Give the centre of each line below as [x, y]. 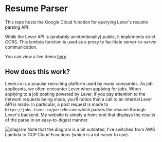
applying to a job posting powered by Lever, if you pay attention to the [75, 94]
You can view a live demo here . [36, 56]
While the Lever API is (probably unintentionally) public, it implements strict [80, 37]
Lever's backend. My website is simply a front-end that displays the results [80, 115]
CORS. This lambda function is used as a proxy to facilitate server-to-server [81, 41]
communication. [21, 47]
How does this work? [37, 72]
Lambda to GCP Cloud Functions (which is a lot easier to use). [67, 134]
